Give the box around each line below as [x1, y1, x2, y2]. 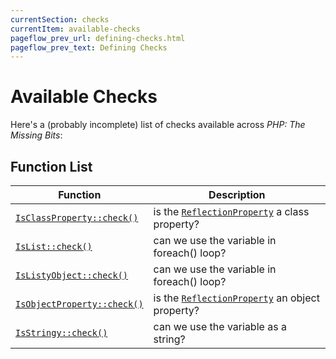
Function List [10, 158, 93, 175]
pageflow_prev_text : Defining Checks [10, 42, 168, 53]
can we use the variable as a [153, 320, 287, 333]
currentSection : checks [10, 14, 110, 25]
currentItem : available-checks [10, 24, 141, 34]
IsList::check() [15, 241, 93, 252]
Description [208, 188, 266, 201]
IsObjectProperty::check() [15, 299, 144, 310]
